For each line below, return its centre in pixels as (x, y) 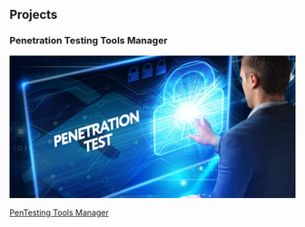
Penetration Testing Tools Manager (89, 41)
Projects (34, 15)
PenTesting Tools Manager (59, 213)
